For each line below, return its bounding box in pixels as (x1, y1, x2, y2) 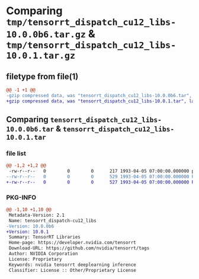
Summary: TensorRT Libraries (8, 234, 81, 240)
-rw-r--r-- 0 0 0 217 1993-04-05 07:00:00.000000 (8, 168, 190, 174)
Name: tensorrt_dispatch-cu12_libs (8, 217, 97, 223)
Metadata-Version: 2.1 (8, 212, 65, 218)
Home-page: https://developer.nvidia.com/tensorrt (8, 240, 136, 246)
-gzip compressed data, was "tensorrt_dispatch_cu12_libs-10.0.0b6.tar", (6, 92, 192, 98)
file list (6, 149, 27, 158)
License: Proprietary (8, 256, 62, 262)
